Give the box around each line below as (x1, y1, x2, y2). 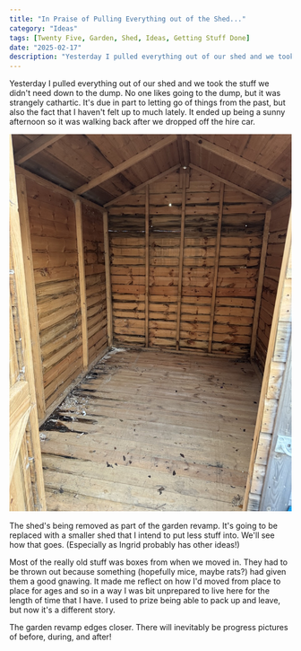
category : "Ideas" (9, 23, 78, 33)
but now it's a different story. (9, 604, 116, 615)
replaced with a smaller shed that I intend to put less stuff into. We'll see (9, 530, 275, 541)
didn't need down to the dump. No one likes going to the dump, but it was (9, 88, 281, 99)
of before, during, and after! (9, 631, 112, 642)
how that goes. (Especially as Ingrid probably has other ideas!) (9, 540, 240, 550)
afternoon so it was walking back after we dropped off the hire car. (9, 117, 255, 128)
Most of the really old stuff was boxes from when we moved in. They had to (9, 557, 288, 567)
